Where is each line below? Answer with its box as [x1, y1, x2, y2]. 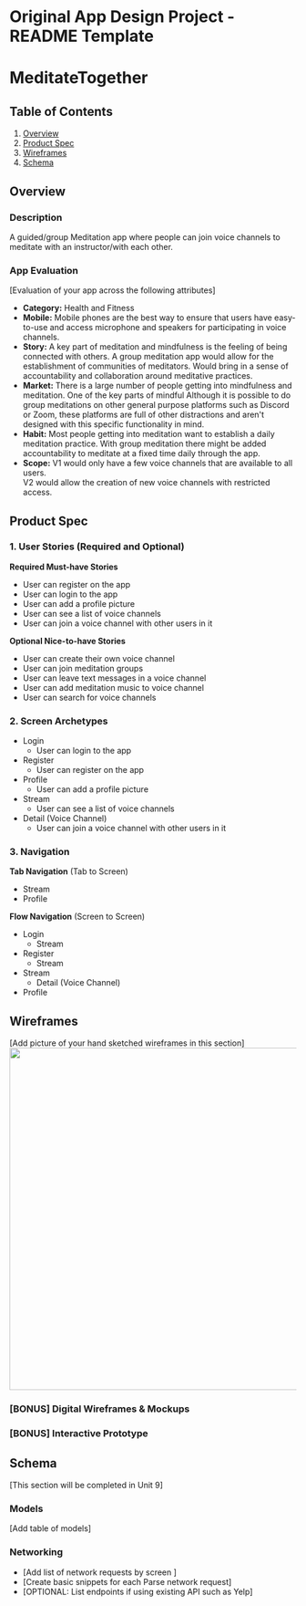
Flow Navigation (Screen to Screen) [9, 911, 146, 923]
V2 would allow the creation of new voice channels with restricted [22, 477, 270, 488]
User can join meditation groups [22, 662, 144, 673]
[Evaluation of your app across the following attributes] [9, 285, 216, 296]
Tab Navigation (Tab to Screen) [9, 866, 129, 877]
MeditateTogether [9, 68, 148, 89]
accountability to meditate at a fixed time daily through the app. [22, 448, 261, 459]
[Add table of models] [9, 1523, 92, 1534]
